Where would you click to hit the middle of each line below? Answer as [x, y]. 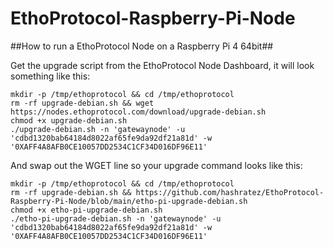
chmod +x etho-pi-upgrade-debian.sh [86, 210]
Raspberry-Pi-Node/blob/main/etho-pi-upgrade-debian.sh [129, 201]
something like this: [50, 76]
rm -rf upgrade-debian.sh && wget [82, 103]
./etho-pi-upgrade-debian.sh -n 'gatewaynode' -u [116, 218]
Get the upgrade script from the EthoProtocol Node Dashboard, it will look [162, 65]
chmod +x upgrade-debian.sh [69, 120]
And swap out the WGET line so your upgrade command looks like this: [156, 165]
